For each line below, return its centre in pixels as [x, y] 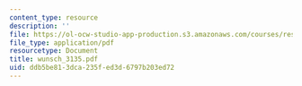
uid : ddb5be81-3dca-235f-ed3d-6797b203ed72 [92, 68]
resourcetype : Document [54, 51]
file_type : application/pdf [62, 43]
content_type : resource [54, 17]
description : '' [40, 26]
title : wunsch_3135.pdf [54, 59]
